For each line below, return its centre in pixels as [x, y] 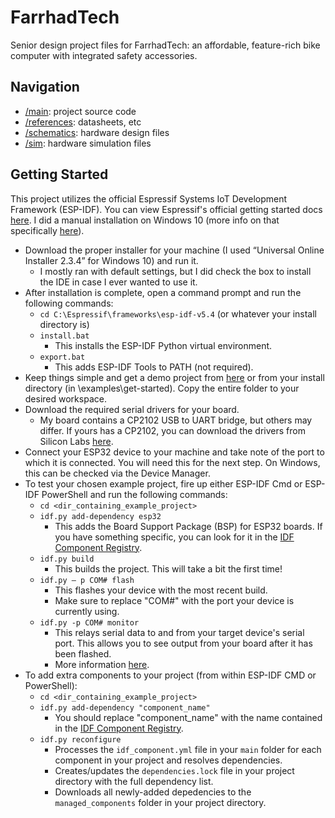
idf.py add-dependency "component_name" [125, 707]
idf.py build [67, 559]
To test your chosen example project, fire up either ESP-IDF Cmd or [163, 483]
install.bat [64, 336]
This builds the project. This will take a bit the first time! [168, 568]
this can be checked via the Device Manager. [117, 473]
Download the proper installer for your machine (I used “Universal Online [174, 250]
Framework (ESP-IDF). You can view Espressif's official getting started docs [166, 209]
